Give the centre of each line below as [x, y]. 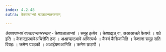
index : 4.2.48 [20, 10]
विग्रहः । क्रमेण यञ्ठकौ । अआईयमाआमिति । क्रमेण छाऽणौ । [53, 44]
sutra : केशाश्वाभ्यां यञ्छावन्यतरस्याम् [33, 14]
